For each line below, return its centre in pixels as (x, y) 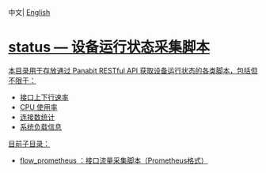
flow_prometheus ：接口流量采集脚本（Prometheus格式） (114, 160)
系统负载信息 (40, 126)
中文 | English (29, 12)
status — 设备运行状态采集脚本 (109, 47)
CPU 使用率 (38, 107)
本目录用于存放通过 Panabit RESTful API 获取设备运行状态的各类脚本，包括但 (133, 70)
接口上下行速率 (44, 97)
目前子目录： (29, 143)
